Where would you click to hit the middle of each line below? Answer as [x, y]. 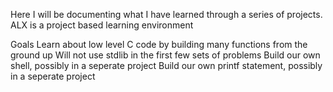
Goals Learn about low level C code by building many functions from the [159, 44]
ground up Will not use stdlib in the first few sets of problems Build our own [165, 55]
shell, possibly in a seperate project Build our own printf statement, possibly [166, 65]
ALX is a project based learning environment [102, 25]
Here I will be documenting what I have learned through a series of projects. [166, 14]
